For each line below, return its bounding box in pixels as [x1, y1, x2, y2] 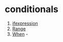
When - [12, 31, 28, 37]
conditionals [5, 4, 59, 15]
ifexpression [12, 20, 39, 26]
